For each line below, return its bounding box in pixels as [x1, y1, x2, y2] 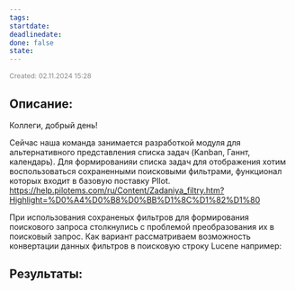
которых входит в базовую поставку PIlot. [9, 175, 171, 186]
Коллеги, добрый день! [9, 119, 98, 130]
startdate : [9, 22, 50, 31]
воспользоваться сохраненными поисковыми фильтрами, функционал [9, 165, 282, 176]
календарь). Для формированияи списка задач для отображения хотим [9, 156, 286, 167]
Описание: [9, 96, 74, 111]
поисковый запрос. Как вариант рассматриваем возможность [9, 231, 251, 242]
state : [9, 47, 34, 56]
